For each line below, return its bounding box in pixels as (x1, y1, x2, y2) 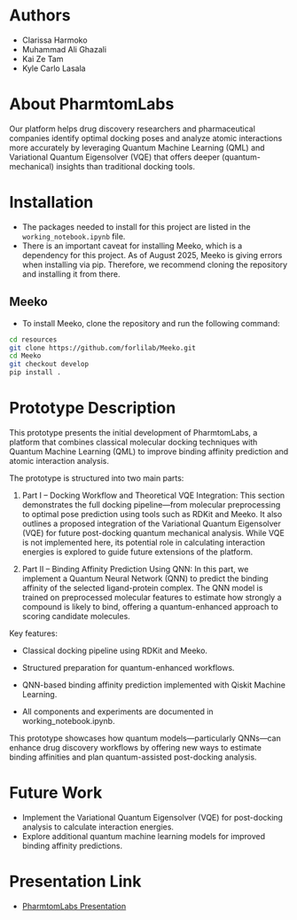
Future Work (9, 782, 103, 803)
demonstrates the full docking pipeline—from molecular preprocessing (21, 499, 281, 510)
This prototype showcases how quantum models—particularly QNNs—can (9, 733, 281, 743)
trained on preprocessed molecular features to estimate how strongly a (21, 592, 282, 602)
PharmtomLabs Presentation (21, 900, 127, 911)
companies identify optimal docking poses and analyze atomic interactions (9, 132, 283, 143)
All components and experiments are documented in (21, 706, 215, 717)
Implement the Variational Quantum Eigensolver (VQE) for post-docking (21, 812, 284, 822)
